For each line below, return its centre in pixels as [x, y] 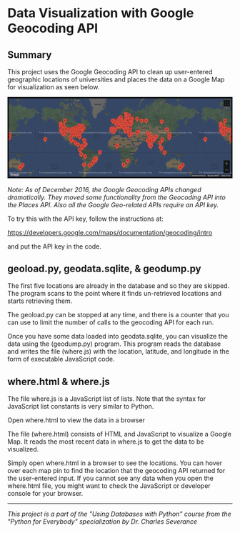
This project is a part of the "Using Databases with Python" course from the [119, 514]
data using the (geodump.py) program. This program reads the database [114, 344]
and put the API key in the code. [55, 246]
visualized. [23, 449]
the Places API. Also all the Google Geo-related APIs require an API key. [113, 204]
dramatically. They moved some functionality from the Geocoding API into [117, 197]
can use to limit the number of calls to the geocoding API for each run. [111, 322]
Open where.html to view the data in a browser [76, 420]
